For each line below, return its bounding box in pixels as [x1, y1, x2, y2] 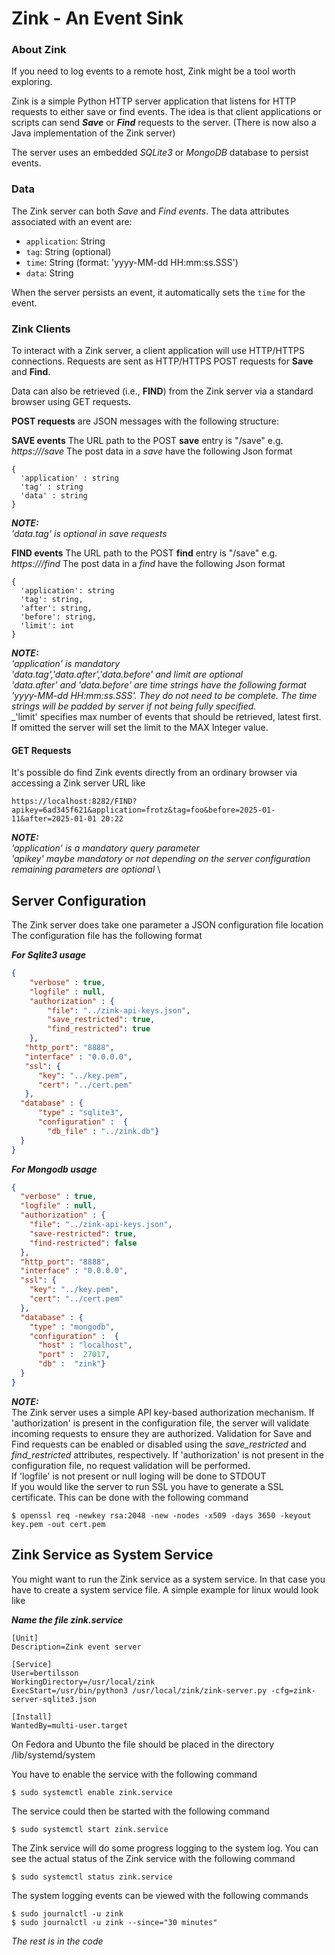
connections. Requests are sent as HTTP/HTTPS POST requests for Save [11, 355, 314, 367]
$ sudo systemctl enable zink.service [11, 1787, 173, 1797]
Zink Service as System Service [11, 1547, 214, 1564]
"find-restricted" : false [29, 1238, 138, 1248]
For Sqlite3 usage [11, 949, 87, 961]
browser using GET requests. [11, 396, 132, 408]
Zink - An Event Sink [11, 7, 184, 30]
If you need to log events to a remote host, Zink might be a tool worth [11, 65, 296, 77]
